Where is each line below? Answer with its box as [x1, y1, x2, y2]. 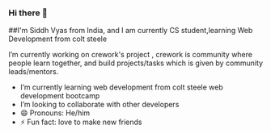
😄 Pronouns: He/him [19, 108, 91, 118]
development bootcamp [19, 91, 100, 101]
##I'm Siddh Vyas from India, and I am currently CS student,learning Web [8, 26, 253, 35]
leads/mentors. [8, 67, 59, 77]
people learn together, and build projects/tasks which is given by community [8, 58, 264, 68]
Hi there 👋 [8, 7, 49, 19]
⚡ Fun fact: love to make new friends [19, 117, 143, 127]
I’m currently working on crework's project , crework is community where [8, 50, 253, 60]
